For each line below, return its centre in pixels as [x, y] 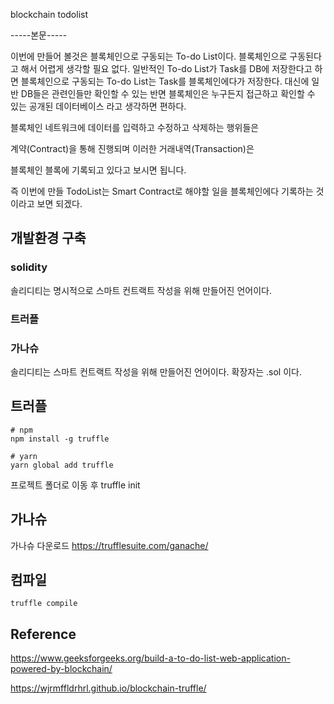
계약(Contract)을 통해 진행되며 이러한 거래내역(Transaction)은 [132, 148]
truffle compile [44, 604]
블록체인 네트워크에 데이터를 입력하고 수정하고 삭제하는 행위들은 [135, 127]
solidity [29, 267]
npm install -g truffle [60, 439]
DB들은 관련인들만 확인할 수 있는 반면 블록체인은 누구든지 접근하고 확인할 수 [168, 93]
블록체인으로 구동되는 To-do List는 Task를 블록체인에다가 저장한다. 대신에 [165, 81]
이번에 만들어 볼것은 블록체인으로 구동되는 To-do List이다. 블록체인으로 [149, 56]
